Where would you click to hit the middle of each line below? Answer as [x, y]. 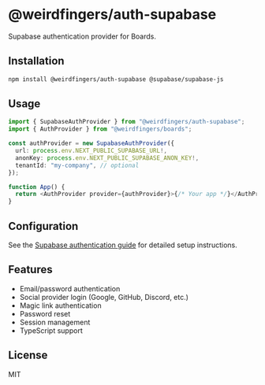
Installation [36, 61]
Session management [55, 322]
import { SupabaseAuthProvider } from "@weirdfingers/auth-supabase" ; [127, 122]
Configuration [43, 226]
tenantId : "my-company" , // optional [77, 165]
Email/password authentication [70, 288]
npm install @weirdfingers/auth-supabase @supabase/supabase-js [116, 79]
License [28, 355]
